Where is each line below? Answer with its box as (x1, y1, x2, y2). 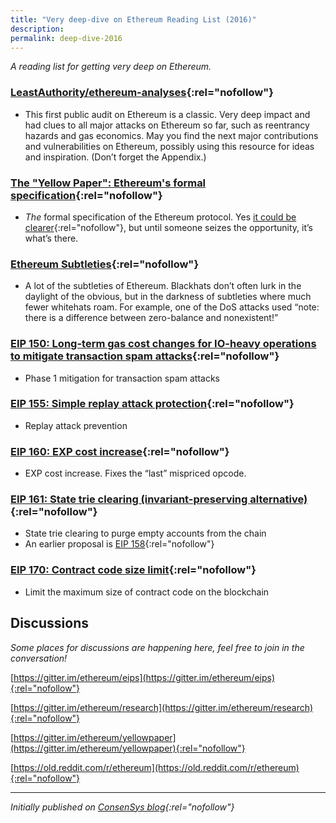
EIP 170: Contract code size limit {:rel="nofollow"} (10, 563, 257, 577)
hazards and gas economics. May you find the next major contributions (24, 129, 319, 141)
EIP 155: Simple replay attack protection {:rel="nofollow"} (10, 397, 295, 411)
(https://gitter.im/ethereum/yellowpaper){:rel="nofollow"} (10, 742, 246, 754)
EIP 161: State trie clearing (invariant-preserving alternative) (10, 492, 308, 506)
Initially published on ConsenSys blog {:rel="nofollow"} (10, 801, 235, 813)
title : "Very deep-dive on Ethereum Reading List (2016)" (10, 14, 257, 25)
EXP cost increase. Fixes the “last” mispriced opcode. (24, 467, 247, 480)
